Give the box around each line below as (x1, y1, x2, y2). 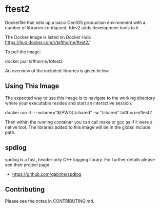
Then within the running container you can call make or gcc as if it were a (5, 119, 153, 125)
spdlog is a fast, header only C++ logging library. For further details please (5, 156, 155, 162)
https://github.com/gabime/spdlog (12, 171, 81, 177)
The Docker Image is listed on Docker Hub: (5, 34, 92, 40)
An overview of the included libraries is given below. (5, 67, 110, 74)
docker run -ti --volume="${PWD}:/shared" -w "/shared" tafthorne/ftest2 (5, 109, 152, 115)
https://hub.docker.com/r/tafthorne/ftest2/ (5, 39, 90, 45)
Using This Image (5, 82, 60, 90)
